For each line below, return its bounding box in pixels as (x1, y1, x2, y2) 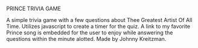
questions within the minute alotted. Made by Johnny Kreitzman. (6, 36, 167, 42)
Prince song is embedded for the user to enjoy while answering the (6, 29, 173, 36)
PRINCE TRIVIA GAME (6, 5, 62, 12)
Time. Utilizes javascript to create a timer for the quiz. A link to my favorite (6, 23, 191, 30)
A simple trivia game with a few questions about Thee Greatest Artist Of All (6, 17, 193, 23)
